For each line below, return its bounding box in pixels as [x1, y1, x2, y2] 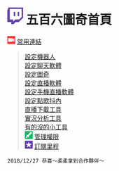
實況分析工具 [24, 113, 62, 122]
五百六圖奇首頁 [25, 12, 112, 28]
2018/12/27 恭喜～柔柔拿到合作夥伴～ [7, 157, 105, 165]
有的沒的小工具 [24, 122, 68, 131]
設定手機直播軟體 [24, 87, 74, 96]
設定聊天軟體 [24, 61, 62, 70]
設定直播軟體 [24, 78, 62, 87]
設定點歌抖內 [24, 96, 62, 105]
